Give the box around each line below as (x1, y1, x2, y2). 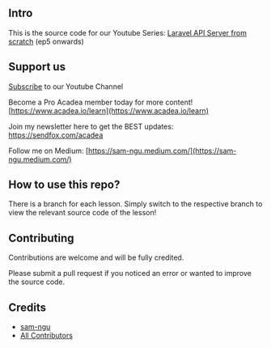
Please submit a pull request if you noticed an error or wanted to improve (8, 269, 252, 278)
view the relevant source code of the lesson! (8, 208, 157, 218)
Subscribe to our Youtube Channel (8, 81, 124, 91)
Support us (8, 60, 66, 74)
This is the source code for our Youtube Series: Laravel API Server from (8, 28, 247, 37)
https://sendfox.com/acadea (8, 129, 104, 140)
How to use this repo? (8, 178, 121, 192)
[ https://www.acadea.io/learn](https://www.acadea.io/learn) (8, 105, 209, 116)
